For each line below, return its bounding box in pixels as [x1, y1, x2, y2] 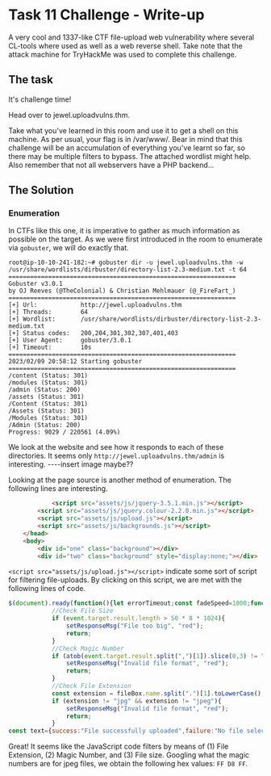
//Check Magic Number [51, 644, 125, 652]
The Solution [8, 183, 74, 197]
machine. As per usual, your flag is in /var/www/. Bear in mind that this [8, 134, 243, 144]
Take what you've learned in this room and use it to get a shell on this [8, 125, 239, 135]
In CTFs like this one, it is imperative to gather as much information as [8, 226, 240, 236]
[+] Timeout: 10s [8, 343, 92, 352]
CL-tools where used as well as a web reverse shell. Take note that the [8, 40, 244, 50]
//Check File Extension [51, 682, 131, 690]
